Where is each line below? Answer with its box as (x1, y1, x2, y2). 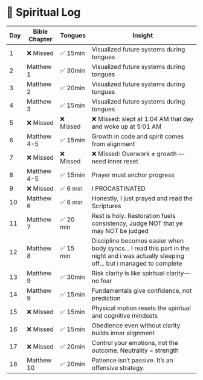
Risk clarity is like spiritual (91, 269, 165, 277)
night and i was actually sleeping (91, 251, 184, 260)
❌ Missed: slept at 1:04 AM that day (91, 114, 194, 123)
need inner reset (91, 157, 139, 165)
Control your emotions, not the (91, 338, 178, 347)
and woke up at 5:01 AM (91, 122, 162, 131)
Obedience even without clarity (91, 321, 181, 329)
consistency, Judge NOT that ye (91, 219, 183, 228)
